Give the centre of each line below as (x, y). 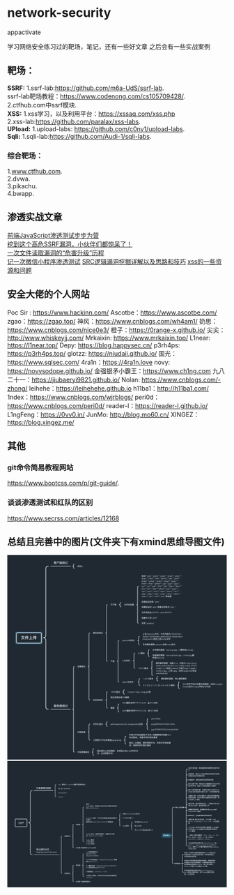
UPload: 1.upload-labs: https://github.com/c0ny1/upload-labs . (96, 129)
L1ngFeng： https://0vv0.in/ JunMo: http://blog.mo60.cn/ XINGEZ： (103, 414)
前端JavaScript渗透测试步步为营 (53, 235)
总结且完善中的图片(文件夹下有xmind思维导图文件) (116, 542)
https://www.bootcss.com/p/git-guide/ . (63, 483)
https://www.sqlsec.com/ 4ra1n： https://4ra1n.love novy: (89, 362)
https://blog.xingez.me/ (41, 422)
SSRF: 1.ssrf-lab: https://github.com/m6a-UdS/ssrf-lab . (86, 88)
